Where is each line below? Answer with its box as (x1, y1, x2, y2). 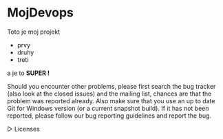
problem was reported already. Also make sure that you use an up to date (7, 96, 215, 105)
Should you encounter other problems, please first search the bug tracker (7, 82, 216, 90)
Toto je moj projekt (7, 28, 61, 36)
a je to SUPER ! (7, 69, 50, 77)
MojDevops (7, 5, 74, 21)
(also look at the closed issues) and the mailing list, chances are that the (7, 89, 212, 98)
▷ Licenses (7, 125, 40, 133)
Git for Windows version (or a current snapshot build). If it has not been (7, 104, 209, 112)
